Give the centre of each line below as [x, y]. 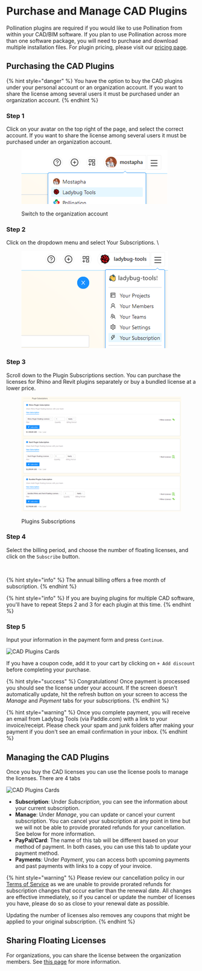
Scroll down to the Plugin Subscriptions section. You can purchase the [93, 375]
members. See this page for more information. [64, 961]
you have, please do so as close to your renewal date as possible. [88, 903]
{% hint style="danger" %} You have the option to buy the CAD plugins [94, 81]
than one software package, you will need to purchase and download [92, 41]
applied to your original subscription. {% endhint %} [71, 921]
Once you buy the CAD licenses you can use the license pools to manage [97, 772]
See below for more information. [55, 834]
